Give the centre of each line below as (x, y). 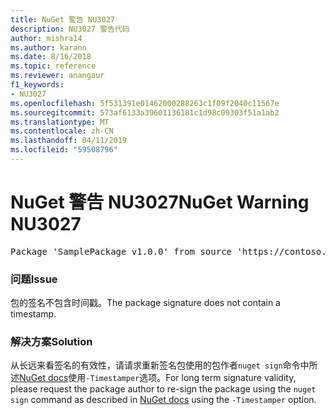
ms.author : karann (48, 47)
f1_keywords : (37, 85)
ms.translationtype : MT (60, 122)
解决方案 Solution (51, 342)
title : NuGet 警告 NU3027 (62, 19)
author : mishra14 (46, 38)
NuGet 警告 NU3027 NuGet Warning (160, 202)
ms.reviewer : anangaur (57, 76)
